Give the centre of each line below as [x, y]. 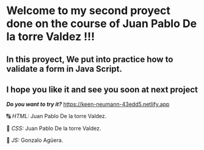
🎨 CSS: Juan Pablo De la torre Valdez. [54, 129]
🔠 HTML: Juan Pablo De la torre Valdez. [56, 116]
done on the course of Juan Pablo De [102, 24]
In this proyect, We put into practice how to [90, 59]
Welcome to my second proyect [89, 11]
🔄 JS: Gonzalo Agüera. [35, 140]
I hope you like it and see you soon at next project [102, 89]
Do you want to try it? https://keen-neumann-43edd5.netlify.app [88, 104]
